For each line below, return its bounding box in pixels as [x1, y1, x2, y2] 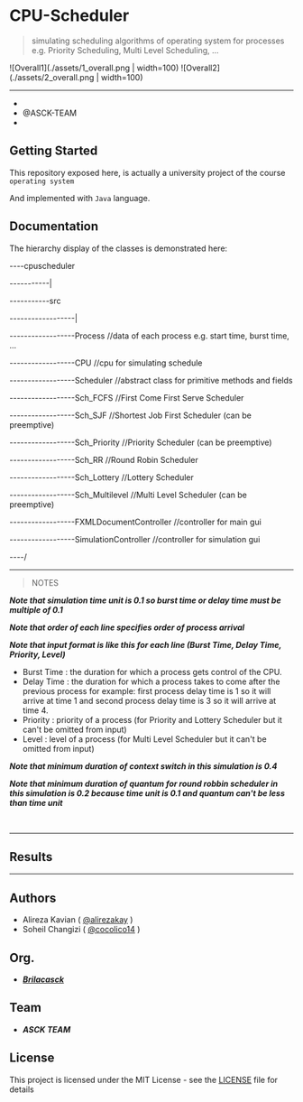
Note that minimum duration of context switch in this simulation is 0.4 [9, 760, 278, 772]
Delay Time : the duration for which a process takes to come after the [22, 676, 280, 687]
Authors [9, 890, 57, 905]
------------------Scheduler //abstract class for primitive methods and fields [9, 375, 293, 385]
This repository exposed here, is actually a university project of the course [9, 167, 286, 178]
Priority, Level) [9, 649, 66, 660]
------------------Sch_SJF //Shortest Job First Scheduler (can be [9, 410, 252, 421]
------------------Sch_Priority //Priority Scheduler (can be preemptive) [9, 437, 272, 448]
